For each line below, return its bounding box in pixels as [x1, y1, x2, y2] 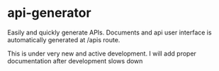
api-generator [7, 5, 91, 21]
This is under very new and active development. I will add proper [7, 49, 197, 58]
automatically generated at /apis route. [7, 35, 120, 44]
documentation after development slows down [7, 56, 143, 65]
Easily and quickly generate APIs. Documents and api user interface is [7, 28, 212, 37]
